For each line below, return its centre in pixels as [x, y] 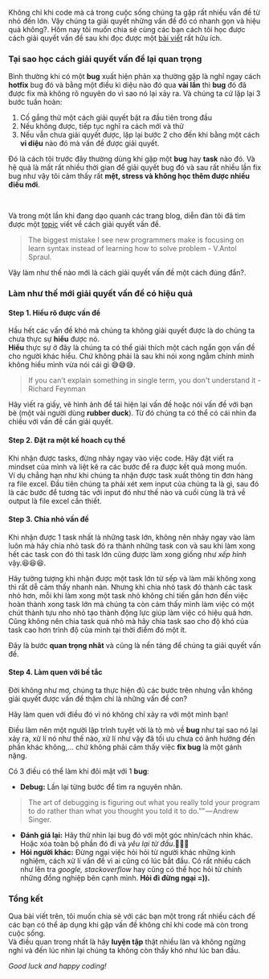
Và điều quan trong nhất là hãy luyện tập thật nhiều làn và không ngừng [127, 942]
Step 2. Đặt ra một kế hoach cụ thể [67, 440]
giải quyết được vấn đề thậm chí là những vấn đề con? [98, 699]
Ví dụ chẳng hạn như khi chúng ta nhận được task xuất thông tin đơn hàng [131, 475]
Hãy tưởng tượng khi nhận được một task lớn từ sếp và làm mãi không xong [132, 578]
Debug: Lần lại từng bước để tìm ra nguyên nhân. [101, 787]
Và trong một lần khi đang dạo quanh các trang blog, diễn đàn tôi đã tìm [127, 216]
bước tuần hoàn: [35, 102]
